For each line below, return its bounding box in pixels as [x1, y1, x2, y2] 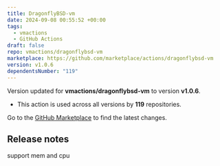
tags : [7, 23, 23, 30]
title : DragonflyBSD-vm [7, 10, 76, 17]
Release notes [7, 133, 69, 145]
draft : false [7, 42, 45, 49]
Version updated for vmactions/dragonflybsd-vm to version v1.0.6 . [7, 87, 201, 95]
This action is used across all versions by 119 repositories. [16, 100, 182, 108]
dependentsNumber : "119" [7, 68, 78, 74]
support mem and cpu [7, 152, 70, 160]
